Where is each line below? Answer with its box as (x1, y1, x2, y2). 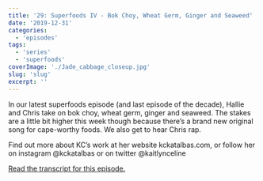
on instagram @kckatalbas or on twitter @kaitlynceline (8, 148, 186, 158)
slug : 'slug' (8, 70, 51, 78)
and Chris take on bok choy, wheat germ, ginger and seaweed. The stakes (8, 107, 251, 117)
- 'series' (15, 48, 51, 56)
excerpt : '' (8, 77, 48, 85)
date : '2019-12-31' (8, 19, 73, 27)
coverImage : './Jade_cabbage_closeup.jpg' (8, 63, 151, 71)
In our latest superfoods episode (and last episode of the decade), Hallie (8, 100, 245, 109)
